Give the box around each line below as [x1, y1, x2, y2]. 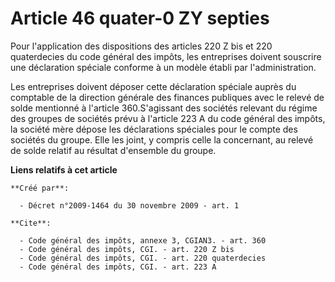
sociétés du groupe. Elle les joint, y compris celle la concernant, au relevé [10, 133, 314, 146]
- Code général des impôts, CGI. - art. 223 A [19, 262, 217, 272]
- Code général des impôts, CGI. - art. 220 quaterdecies [19, 253, 267, 263]
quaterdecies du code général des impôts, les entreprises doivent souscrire [10, 50, 322, 62]
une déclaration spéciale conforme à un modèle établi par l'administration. [10, 61, 317, 73]
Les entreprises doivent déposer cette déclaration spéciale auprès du [10, 80, 297, 92]
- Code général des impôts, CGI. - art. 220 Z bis [19, 244, 235, 254]
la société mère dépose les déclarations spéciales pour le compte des [10, 123, 298, 135]
